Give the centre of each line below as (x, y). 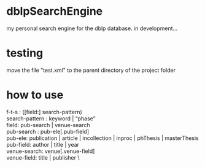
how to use (35, 95)
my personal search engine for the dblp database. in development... (92, 28)
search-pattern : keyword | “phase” (51, 118)
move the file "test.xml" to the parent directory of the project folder (91, 70)
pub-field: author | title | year (43, 144)
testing (25, 53)
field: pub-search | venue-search (48, 125)
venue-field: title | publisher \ (43, 157)
